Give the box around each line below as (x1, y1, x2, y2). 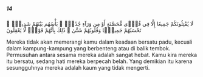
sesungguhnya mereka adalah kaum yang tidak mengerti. (6, 64, 150, 71)
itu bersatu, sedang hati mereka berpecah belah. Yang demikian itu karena (6, 58, 193, 65)
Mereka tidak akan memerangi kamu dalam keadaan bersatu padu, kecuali (6, 38, 193, 45)
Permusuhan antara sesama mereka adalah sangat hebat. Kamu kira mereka (6, 51, 198, 58)
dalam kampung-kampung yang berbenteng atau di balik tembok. (6, 44, 171, 52)
